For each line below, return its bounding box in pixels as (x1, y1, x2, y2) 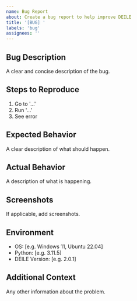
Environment (6, 227, 54, 238)
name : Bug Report (6, 8, 48, 15)
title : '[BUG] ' (6, 19, 45, 25)
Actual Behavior (6, 162, 66, 172)
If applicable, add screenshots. (6, 211, 80, 218)
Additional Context (6, 272, 76, 282)
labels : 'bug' (6, 25, 41, 31)
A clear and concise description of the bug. (6, 67, 110, 75)
